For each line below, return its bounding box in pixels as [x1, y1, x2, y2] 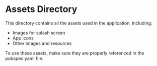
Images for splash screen [12, 29, 65, 35]
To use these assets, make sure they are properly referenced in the [5, 50, 144, 56]
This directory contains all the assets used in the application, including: [5, 20, 152, 26]
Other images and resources [12, 40, 72, 46]
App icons [12, 35, 34, 41]
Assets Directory [5, 3, 77, 15]
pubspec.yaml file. [5, 55, 44, 61]
